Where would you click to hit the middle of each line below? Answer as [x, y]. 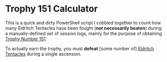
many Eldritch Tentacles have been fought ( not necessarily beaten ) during [83, 28]
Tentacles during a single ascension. [44, 54]
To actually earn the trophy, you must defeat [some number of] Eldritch [80, 48]
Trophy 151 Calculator [52, 9]
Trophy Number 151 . [26, 39]
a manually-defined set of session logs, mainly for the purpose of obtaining [83, 33]
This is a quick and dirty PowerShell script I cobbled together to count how [83, 23]
